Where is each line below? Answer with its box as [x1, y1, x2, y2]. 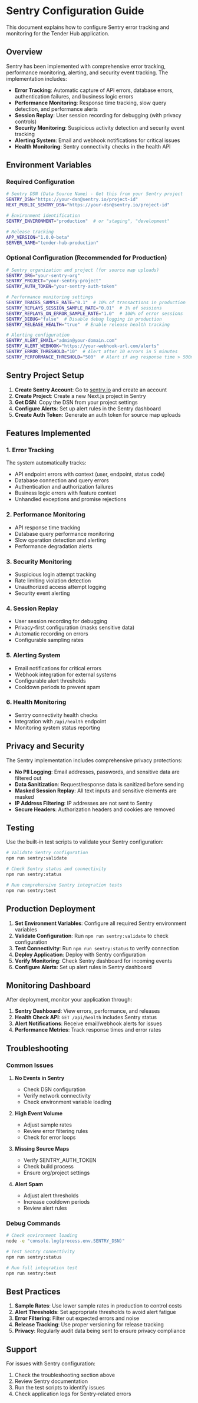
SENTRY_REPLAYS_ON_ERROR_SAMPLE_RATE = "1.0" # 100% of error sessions [6, 311, 183, 317]
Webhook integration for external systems [14, 671, 117, 678]
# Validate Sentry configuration [6, 850, 88, 856]
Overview [6, 47, 43, 57]
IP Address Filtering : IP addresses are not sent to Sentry [14, 799, 153, 806]
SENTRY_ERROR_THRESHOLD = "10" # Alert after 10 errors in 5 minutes [6, 349, 178, 355]
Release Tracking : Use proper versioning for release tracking [14, 1321, 164, 1328]
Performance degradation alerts [14, 542, 93, 549]
